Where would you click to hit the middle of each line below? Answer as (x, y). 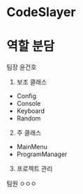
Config (26, 96)
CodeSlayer (41, 12)
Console (29, 104)
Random (29, 118)
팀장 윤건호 (22, 67)
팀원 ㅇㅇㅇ (22, 183)
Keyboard (31, 111)
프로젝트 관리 (35, 169)
